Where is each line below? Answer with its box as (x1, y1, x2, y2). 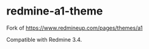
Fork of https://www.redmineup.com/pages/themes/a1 (6, 24, 143, 31)
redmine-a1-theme (6, 4, 103, 18)
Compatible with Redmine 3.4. (6, 36, 82, 43)
